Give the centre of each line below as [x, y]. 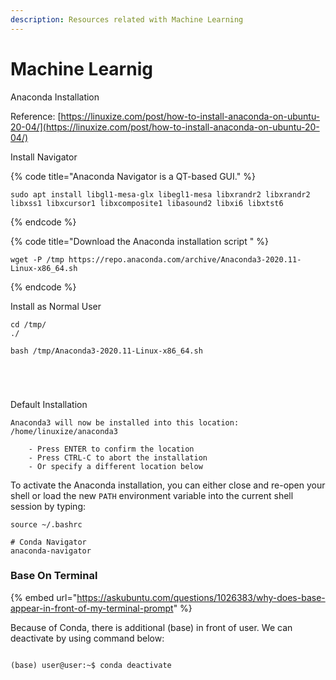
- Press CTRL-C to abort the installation [118, 457]
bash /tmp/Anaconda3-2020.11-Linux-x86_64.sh [106, 351]
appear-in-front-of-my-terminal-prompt [92, 608]
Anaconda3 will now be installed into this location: [125, 422]
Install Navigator [44, 157]
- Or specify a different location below [115, 466]
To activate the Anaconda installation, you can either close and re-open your [168, 485]
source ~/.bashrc [46, 524]
